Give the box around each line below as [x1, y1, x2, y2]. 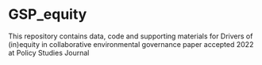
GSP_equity [8, 5, 87, 23]
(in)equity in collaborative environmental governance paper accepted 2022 [8, 39, 254, 49]
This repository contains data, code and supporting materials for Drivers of [8, 31, 253, 41]
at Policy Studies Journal [8, 48, 90, 57]
